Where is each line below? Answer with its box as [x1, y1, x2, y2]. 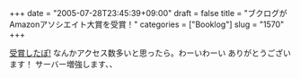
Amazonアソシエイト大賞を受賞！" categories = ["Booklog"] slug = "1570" [9, 19, 285, 30]
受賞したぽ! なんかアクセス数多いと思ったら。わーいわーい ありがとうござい [9, 48, 292, 58]
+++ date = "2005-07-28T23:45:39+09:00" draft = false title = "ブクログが [9, 8, 287, 18]
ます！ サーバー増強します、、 [9, 59, 118, 69]
